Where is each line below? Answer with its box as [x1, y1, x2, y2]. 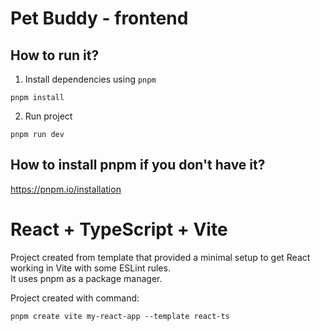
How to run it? [10, 47, 100, 64]
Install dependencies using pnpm [24, 73, 157, 85]
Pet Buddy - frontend [10, 7, 189, 30]
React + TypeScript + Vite [10, 218, 228, 241]
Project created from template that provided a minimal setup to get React [10, 251, 311, 263]
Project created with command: [10, 292, 140, 304]
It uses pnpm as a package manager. [10, 272, 163, 284]
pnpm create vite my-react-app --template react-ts [10, 311, 230, 321]
